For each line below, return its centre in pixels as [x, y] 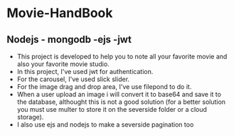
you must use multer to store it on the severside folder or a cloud [112, 109]
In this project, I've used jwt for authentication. [85, 72]
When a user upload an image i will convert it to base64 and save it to [119, 94]
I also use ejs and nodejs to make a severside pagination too [105, 125]
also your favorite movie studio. [63, 64]
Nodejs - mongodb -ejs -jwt [69, 40]
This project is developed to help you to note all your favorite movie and [122, 56]
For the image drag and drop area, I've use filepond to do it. [104, 87]
